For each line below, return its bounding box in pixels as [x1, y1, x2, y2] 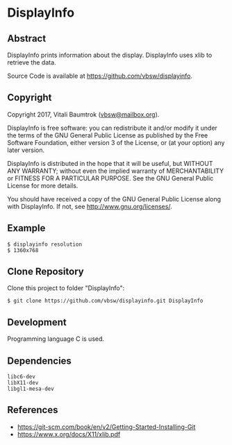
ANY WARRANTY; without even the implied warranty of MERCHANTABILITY [7, 167, 224, 175]
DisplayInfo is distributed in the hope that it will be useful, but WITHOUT [7, 159, 213, 167]
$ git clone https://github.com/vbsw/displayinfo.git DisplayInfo [7, 297, 204, 305]
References [7, 404, 58, 416]
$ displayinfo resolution [7, 241, 82, 248]
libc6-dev [7, 373, 36, 380]
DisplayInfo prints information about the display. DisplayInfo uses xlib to [7, 51, 213, 59]
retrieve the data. [7, 58, 57, 67]
